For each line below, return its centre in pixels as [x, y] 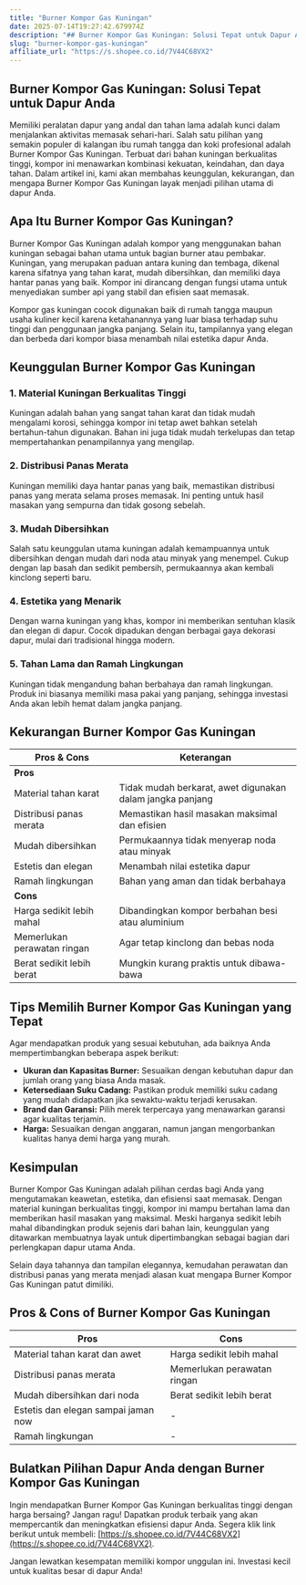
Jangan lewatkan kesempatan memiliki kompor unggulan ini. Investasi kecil [150, 1561]
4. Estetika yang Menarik [66, 601]
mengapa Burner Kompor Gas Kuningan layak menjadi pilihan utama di [142, 182]
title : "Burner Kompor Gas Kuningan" [81, 18]
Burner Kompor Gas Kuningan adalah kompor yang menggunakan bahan [146, 243]
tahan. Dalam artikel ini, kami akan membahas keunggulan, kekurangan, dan [152, 173]
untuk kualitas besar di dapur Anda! [76, 1570]
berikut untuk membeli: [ [56, 1534]
